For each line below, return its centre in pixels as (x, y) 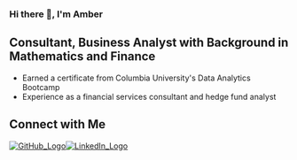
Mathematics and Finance (82, 57)
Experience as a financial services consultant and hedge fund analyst (149, 96)
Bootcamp (41, 87)
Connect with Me (58, 124)
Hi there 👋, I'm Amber (56, 14)
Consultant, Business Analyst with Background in (149, 43)
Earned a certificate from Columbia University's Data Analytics (136, 78)
